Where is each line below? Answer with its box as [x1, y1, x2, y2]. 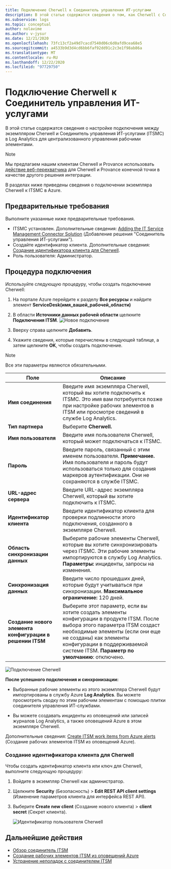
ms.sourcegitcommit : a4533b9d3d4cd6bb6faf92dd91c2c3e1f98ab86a [5, 45, 142, 51]
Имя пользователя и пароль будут [63, 458, 148, 466]
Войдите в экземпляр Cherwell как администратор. [12, 778, 125, 784]
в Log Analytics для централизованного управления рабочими [5, 136, 141, 142]
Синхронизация [8, 581, 49, 588]
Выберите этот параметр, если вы [63, 602, 148, 609]
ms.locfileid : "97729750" [5, 64, 60, 69]
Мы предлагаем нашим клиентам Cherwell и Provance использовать [5, 161, 155, 167]
